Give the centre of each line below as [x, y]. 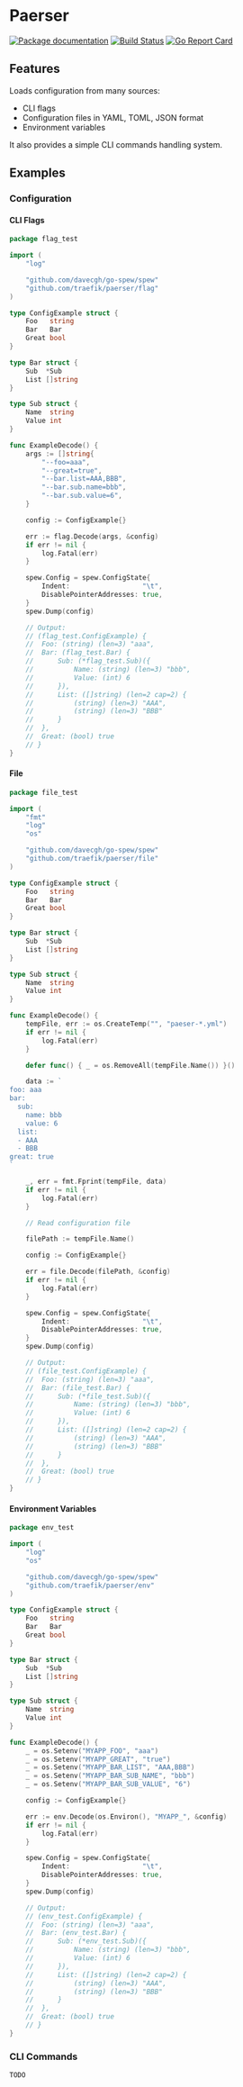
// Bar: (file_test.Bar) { [78, 1387]
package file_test [44, 792]
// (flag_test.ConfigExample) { [86, 636]
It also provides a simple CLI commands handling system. [116, 144]
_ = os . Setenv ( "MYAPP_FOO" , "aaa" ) [92, 1751]
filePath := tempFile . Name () [80, 1239]
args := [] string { [60, 454]
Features [35, 69]
